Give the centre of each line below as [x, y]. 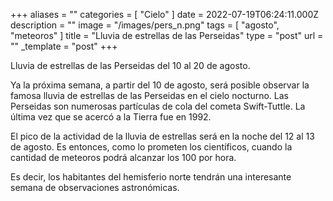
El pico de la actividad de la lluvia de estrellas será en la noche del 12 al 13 [162, 136]
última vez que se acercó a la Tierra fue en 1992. [111, 117]
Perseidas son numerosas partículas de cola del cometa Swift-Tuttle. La [158, 106]
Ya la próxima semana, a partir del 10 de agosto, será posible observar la [160, 85]
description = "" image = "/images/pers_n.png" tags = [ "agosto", [145, 25]
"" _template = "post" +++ [64, 46]
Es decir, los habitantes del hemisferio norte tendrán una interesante [151, 177]
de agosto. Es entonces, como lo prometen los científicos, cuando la [151, 147]
